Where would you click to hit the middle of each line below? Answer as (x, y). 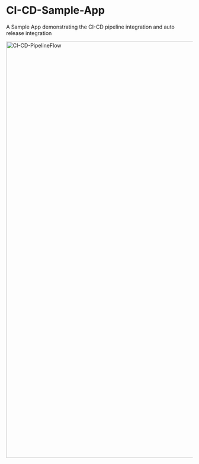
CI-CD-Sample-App (56, 10)
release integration (29, 33)
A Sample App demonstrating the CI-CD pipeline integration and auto (90, 27)
